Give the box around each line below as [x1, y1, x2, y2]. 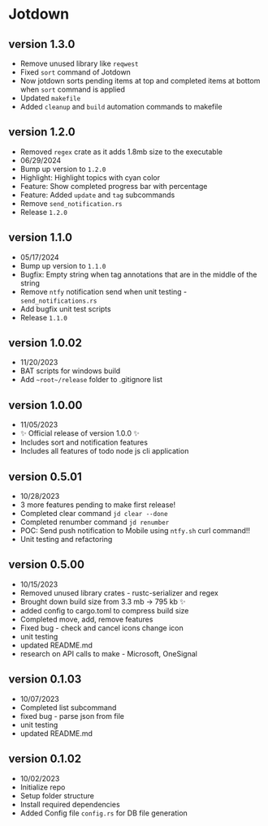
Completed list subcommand [19, 703, 117, 712]
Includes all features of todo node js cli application [19, 446, 189, 456]
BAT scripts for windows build [19, 366, 121, 376]
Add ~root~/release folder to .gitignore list [19, 375, 163, 385]
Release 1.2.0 [19, 207, 67, 217]
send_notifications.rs [19, 297, 97, 305]
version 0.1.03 [8, 673, 82, 686]
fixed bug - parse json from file [19, 711, 124, 721]
